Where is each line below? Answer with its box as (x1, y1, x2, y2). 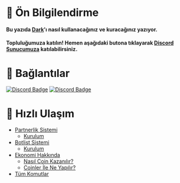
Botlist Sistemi (14, 139, 50, 146)
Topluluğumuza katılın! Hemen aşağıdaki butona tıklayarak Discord (6, 39, 174, 47)
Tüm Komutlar (14, 171, 49, 178)
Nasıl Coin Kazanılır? (23, 158, 74, 165)
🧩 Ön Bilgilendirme (6, 6, 99, 20)
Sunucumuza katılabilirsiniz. (6, 46, 78, 53)
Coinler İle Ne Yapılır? (23, 164, 76, 171)
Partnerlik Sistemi (14, 126, 58, 133)
